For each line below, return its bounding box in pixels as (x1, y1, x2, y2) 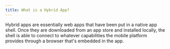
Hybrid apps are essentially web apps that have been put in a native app (5, 21, 157, 28)
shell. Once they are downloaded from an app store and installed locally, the (5, 27, 165, 33)
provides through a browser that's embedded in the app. (5, 38, 124, 44)
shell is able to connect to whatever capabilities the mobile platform (5, 32, 148, 38)
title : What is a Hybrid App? (5, 7, 70, 13)
